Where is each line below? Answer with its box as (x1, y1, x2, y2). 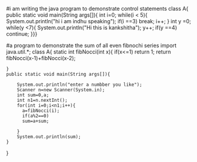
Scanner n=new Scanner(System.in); (17, 87, 105, 93)
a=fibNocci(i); (21, 108, 60, 114)
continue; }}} (6, 30, 37, 38)
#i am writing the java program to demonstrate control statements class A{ (6, 5, 189, 12)
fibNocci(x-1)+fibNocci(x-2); (6, 55, 76, 61)
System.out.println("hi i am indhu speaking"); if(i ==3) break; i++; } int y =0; (6, 18, 192, 24)
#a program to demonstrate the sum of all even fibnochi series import (6, 42, 177, 49)
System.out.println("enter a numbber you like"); (17, 82, 143, 88)
